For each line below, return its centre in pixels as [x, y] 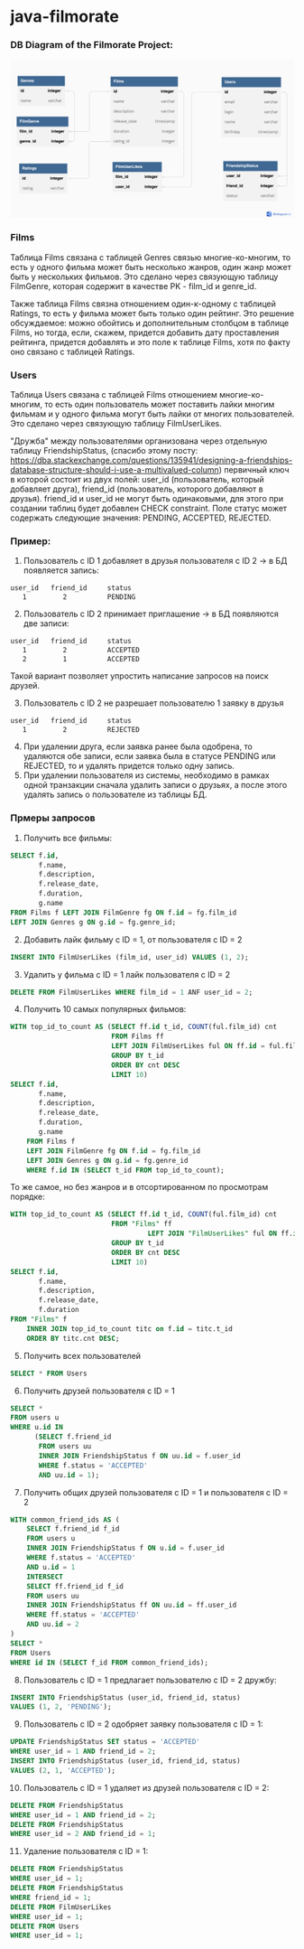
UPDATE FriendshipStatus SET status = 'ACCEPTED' [106, 1742]
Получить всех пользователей [82, 1355]
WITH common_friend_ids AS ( [65, 1520]
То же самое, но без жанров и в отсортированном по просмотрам [139, 1187]
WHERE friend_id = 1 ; [51, 1897]
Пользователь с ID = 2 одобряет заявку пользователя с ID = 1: [143, 1724]
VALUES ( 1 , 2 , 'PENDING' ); [61, 1707]
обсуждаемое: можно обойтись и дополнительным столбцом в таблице [150, 323]
